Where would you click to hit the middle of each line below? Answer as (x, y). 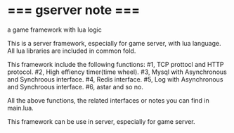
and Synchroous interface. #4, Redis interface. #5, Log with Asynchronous (115, 79)
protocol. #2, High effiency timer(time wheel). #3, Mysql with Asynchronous (117, 72)
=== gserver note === (74, 10)
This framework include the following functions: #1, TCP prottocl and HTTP (116, 64)
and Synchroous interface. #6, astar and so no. (76, 87)
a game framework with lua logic (54, 30)
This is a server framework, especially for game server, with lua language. (114, 43)
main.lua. (20, 108)
